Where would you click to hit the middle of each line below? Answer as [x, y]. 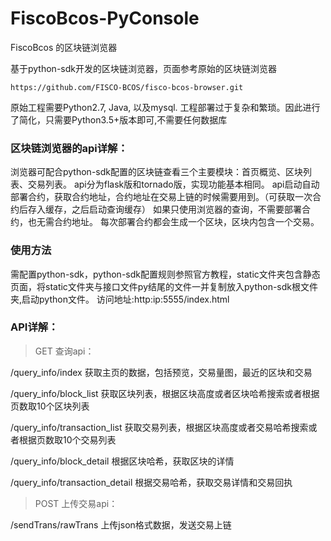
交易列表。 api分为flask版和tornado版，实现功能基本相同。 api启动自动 [173, 184]
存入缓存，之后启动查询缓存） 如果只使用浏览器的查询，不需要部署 [164, 209]
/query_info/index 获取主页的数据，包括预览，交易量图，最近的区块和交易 [161, 372]
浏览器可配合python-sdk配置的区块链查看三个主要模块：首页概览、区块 [156, 172]
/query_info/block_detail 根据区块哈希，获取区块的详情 [122, 461]
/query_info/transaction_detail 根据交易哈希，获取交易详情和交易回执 [151, 482]
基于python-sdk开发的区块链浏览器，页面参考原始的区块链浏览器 [143, 68]
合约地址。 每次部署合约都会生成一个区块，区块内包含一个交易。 [186, 222]
